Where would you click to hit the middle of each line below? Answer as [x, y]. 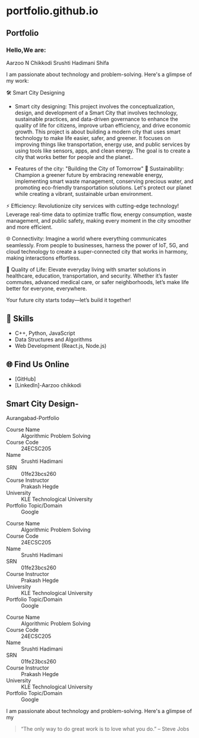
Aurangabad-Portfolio [33, 418]
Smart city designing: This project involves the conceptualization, [95, 106]
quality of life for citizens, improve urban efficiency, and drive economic [103, 125]
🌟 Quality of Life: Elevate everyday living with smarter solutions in [86, 269]
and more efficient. [29, 227]
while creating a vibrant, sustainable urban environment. [84, 194]
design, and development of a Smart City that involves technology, [96, 113]
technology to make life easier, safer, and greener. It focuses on [93, 138]
